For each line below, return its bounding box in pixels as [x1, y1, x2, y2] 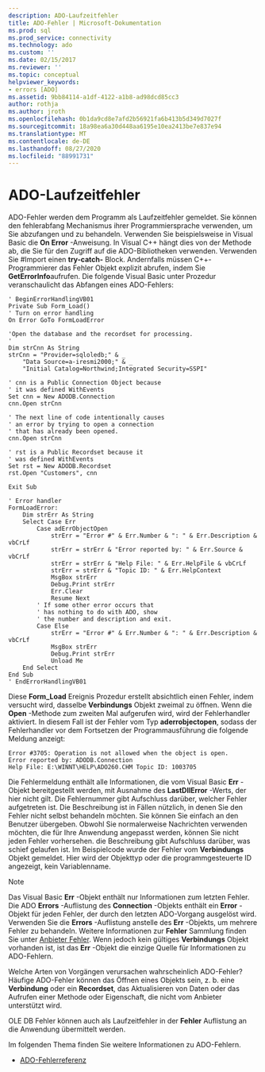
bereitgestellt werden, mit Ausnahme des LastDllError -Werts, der [31, 786, 247, 795]
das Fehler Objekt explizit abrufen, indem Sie [59, 263, 206, 273]
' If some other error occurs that [36, 602, 155, 610]
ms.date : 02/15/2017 [8, 56, 77, 64]
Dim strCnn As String [8, 344, 80, 352]
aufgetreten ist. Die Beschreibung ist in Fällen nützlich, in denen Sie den [8, 803, 244, 812]
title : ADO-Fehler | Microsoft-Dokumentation [8, 19, 161, 27]
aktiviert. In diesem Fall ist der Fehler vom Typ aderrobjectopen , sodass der [8, 717, 257, 727]
